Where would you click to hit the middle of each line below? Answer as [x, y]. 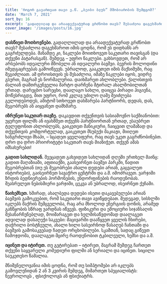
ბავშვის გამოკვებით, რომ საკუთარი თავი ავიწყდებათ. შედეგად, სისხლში [83, 199]
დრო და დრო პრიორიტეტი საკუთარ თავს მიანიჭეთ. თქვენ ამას [72, 142]
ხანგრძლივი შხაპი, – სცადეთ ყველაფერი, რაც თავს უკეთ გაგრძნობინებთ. [83, 137]
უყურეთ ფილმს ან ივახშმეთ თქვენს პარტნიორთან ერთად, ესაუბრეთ [78, 121]
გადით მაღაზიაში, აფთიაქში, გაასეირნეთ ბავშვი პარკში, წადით [72, 162]
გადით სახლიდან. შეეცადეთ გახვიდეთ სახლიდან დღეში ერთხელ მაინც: [82, 157]
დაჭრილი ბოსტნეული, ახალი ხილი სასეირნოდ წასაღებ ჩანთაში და [77, 225]
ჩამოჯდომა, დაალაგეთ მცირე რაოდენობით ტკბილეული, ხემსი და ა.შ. [80, 236]
